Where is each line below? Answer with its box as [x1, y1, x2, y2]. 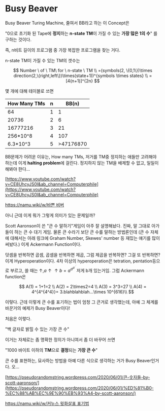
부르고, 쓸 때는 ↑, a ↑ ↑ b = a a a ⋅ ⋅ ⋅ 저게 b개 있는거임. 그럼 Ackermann [10, 263, 144, 273]
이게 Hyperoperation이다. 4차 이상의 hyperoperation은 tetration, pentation [5, 258, 153, 264]
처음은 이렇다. [5, 315, 32, 321]
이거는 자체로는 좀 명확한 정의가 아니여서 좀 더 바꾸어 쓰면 [5, 336, 116, 342]
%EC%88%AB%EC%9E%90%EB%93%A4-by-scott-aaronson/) [5, 390, 136, 396]
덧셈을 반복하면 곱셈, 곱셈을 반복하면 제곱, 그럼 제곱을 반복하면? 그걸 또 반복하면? [5, 252, 161, 258]
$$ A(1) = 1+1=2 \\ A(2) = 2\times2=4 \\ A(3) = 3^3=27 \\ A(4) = [19, 283, 147, 289]
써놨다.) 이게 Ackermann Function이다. [5, 241, 82, 247]
